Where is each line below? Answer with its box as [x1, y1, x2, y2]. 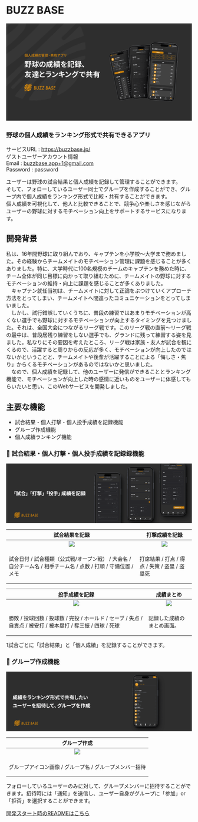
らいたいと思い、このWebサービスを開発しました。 [6, 383, 131, 390]
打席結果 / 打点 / [139, 555, 179, 562]
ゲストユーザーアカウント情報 [6, 153, 78, 160]
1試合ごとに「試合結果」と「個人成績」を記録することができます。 [6, 641, 168, 648]
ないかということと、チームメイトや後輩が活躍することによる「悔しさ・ [6, 354, 181, 361]
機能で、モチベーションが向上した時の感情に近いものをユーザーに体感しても [6, 375, 192, 383]
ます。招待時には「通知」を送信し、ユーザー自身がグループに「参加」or [11, 790, 186, 797]
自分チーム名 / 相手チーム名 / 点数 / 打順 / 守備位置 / [8, 562, 134, 569]
